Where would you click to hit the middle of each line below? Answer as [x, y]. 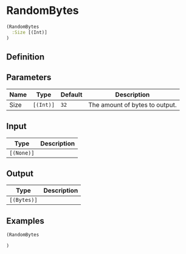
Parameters [29, 77]
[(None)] [22, 153]
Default [71, 95]
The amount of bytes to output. [132, 105]
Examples [25, 221]
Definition [25, 57]
